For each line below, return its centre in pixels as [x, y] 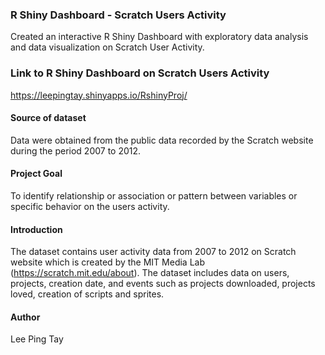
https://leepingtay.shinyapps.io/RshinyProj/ [99, 95]
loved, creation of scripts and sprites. [87, 294]
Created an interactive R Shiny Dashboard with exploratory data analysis [159, 37]
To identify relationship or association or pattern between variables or [154, 196]
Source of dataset [48, 118]
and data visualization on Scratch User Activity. [107, 47]
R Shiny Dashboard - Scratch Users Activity [118, 15]
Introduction [36, 229]
